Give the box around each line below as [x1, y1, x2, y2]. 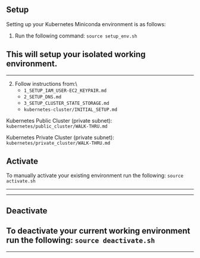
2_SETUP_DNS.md [23, 94, 61, 100]
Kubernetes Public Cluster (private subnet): [6, 117, 112, 124]
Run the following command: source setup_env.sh [14, 32, 137, 39]
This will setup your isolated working [6, 49, 146, 60]
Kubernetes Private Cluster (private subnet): [6, 133, 114, 141]
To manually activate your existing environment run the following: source [6, 172, 183, 179]
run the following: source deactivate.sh [6, 235, 155, 245]
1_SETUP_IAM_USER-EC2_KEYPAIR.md [23, 88, 107, 94]
